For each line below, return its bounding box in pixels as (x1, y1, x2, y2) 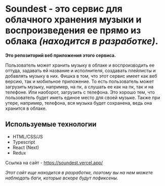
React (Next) (12, 144, 39, 150)
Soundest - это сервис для (5, 3, 122, 15)
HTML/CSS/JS (12, 133, 43, 140)
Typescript (12, 139, 35, 145)
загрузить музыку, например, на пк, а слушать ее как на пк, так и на (5, 83, 154, 89)
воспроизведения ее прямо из (5, 25, 141, 36)
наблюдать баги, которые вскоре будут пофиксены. (5, 175, 118, 181)
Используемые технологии (5, 120, 97, 129)
